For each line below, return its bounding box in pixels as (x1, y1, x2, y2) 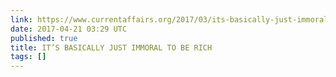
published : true (10, 33, 78, 43)
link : (10, 14, 33, 25)
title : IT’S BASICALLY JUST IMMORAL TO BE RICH (10, 42, 213, 53)
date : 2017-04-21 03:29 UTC (10, 24, 128, 34)
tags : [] (10, 52, 47, 62)
